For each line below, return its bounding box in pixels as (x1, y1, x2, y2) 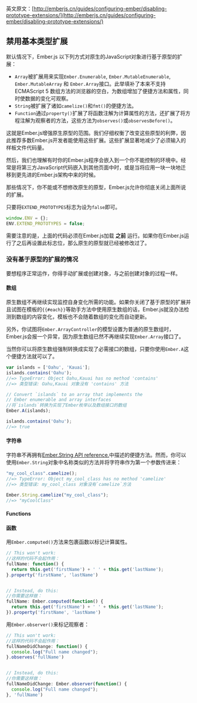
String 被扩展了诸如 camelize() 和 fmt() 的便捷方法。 (14, 102, 137, 109)
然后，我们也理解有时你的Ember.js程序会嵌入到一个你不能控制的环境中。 (6, 156, 181, 163)
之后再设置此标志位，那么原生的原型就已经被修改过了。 (16, 239, 150, 246)
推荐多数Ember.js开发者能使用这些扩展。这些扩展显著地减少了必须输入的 (11, 137, 186, 144)
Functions (6, 510, 31, 517)
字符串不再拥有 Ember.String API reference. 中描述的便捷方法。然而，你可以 (6, 451, 186, 459)
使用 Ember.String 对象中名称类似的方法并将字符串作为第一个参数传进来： (6, 459, 182, 466)
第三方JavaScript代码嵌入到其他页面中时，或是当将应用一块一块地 (21, 164, 181, 171)
